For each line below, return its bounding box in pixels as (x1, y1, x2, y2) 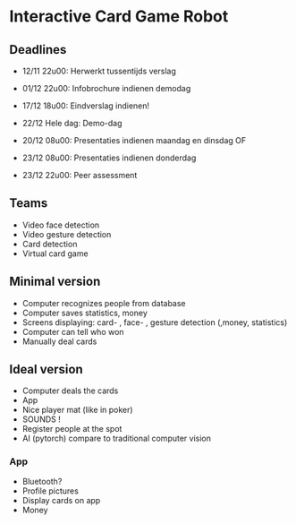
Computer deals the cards (21, 385, 119, 396)
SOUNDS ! (21, 414, 61, 425)
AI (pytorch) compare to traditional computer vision (21, 433, 212, 444)
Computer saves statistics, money (21, 307, 148, 318)
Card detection (21, 238, 78, 249)
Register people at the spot (21, 424, 123, 434)
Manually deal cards (21, 336, 97, 347)
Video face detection (21, 219, 100, 230)
